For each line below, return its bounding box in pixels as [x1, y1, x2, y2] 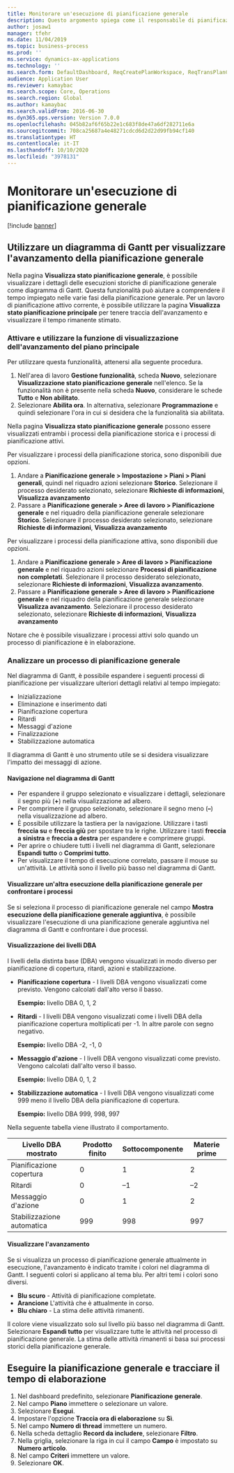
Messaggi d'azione [17, 722, 72, 731]
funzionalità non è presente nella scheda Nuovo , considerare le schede [17, 386, 223, 394]
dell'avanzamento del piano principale [7, 342, 140, 352]
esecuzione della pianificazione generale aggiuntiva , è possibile [7, 910, 196, 919]
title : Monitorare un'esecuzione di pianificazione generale [7, 10, 189, 17]
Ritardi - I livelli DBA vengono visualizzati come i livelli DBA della [17, 1012, 202, 1021]
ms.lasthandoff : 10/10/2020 [7, 147, 89, 154]
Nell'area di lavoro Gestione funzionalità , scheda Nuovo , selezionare [17, 371, 217, 380]
